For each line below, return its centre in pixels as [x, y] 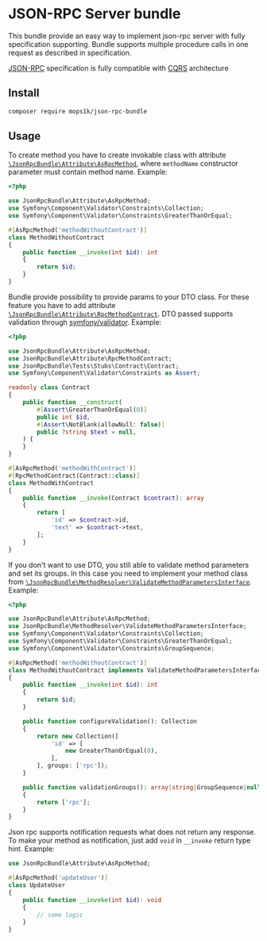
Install [24, 93]
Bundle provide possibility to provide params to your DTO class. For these [129, 297]
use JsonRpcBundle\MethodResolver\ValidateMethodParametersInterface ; [128, 627]
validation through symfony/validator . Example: [85, 322]
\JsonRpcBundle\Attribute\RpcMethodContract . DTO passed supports [121, 314]
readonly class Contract [49, 388]
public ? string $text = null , [87, 432]
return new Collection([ [78, 736]
